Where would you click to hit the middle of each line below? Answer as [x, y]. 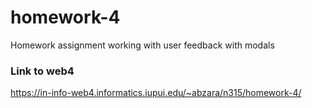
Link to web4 [42, 71]
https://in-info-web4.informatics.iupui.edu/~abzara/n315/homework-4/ [156, 93]
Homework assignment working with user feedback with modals [142, 45]
